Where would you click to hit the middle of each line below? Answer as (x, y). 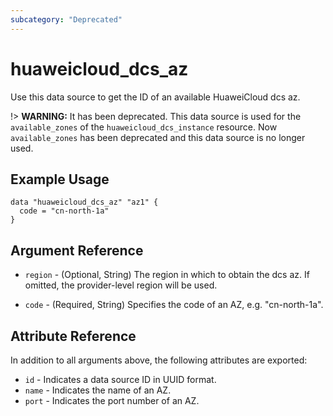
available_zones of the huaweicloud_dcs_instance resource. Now (144, 127)
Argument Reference (77, 250)
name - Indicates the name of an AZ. (98, 390)
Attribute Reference (73, 336)
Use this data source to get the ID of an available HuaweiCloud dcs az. (155, 97)
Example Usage (60, 179)
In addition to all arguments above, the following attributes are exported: (159, 360)
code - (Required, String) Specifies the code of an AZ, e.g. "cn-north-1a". (174, 305)
